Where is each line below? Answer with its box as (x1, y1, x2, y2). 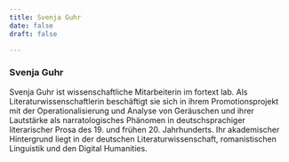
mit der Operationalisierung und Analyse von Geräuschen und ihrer (9, 105, 255, 116)
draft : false (9, 29, 58, 38)
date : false (9, 21, 53, 30)
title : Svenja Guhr (9, 12, 82, 22)
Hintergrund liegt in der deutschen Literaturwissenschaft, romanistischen (9, 134, 277, 144)
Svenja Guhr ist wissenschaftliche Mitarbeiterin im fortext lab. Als (9, 86, 248, 97)
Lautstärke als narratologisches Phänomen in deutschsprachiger (9, 114, 246, 125)
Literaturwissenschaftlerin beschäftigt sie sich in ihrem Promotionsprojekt (9, 96, 279, 106)
